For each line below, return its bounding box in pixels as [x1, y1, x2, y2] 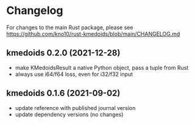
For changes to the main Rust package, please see [6, 24, 133, 31]
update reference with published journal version [15, 104, 136, 111]
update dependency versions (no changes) [15, 111, 124, 118]
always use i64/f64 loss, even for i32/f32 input [15, 71, 133, 78]
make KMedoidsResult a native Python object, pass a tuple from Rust [15, 64, 189, 71]
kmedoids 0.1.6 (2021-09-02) [6, 88, 121, 98]
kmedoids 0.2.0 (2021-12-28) [6, 48, 121, 58]
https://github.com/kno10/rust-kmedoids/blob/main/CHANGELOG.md [6, 30, 180, 37]
